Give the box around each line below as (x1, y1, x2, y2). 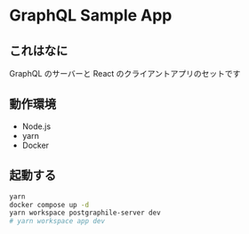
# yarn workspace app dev (9, 217, 105, 226)
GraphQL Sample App (9, 5, 173, 26)
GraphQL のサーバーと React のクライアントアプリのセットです (9, 69, 241, 78)
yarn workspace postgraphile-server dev (9, 208, 162, 218)
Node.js (21, 121, 52, 132)
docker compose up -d (9, 200, 90, 209)
